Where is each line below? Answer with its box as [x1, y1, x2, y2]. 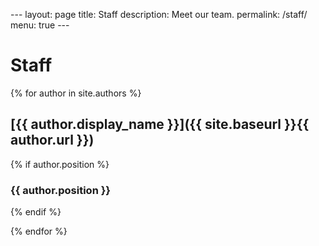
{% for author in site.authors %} [10, 87, 142, 99]
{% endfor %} [10, 225, 68, 238]
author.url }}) [10, 132, 95, 149]
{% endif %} [10, 206, 62, 218]
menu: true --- [10, 19, 70, 31]
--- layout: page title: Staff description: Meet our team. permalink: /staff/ [10, 9, 308, 20]
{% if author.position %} [10, 158, 110, 170]
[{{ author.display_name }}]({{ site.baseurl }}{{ [10, 116, 310, 133]
